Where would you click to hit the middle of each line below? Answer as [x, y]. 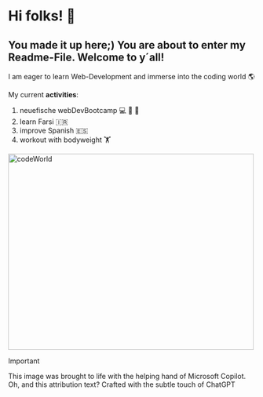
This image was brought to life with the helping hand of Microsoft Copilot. [127, 376]
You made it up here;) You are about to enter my [127, 45]
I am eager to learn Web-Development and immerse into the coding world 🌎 [131, 76]
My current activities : [43, 95]
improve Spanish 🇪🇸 [54, 130]
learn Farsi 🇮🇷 [44, 122]
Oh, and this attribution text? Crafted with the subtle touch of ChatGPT [122, 384]
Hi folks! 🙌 [42, 16]
